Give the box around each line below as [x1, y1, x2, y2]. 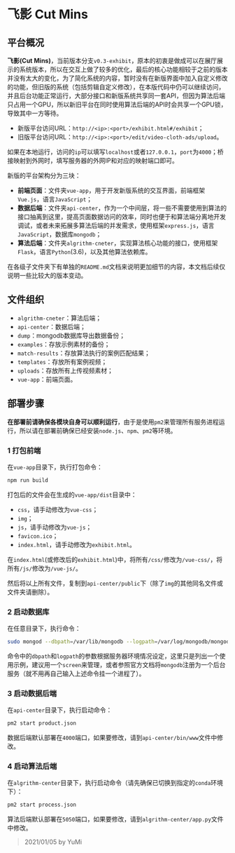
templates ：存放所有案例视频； [17, 357, 108, 365]
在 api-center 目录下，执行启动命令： [7, 706, 113, 714]
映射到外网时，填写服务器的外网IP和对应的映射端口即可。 [13, 156, 178, 165]
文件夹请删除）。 [7, 587, 54, 596]
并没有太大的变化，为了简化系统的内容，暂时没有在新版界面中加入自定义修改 [7, 74, 228, 82]
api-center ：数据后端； [17, 322, 86, 330]
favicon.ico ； [17, 531, 59, 540]
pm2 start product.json [7, 720, 77, 727]
